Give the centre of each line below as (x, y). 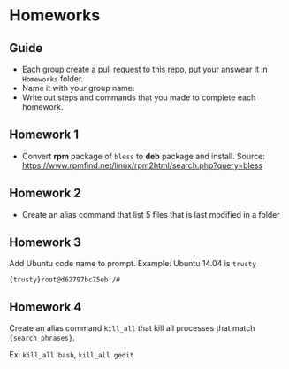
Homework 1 (44, 135)
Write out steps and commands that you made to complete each (139, 97)
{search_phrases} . (42, 338)
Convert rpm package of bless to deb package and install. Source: (144, 156)
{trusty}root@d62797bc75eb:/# (65, 280)
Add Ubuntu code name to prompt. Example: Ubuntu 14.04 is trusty (133, 264)
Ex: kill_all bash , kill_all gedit (72, 355)
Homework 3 (45, 243)
